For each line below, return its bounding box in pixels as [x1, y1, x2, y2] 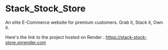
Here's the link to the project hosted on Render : [5, 34, 105, 40]
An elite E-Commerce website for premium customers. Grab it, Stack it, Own [5, 19, 163, 25]
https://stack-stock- [105, 34, 147, 40]
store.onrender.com [5, 39, 46, 45]
